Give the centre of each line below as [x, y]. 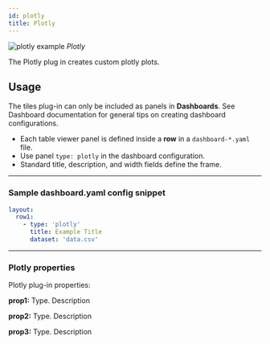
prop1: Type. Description [49, 301]
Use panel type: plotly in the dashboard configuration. [112, 156]
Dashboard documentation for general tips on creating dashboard [117, 115]
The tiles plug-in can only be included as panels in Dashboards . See [122, 106]
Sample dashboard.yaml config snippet [87, 193]
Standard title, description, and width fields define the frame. [121, 165]
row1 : [25, 217]
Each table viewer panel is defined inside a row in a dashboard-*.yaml [135, 139]
